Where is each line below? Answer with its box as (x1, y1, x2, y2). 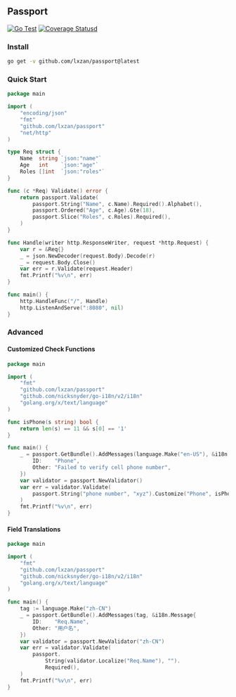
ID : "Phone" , (32, 457, 80, 465)
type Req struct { (7, 148, 61, 155)
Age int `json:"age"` (20, 162, 99, 169)
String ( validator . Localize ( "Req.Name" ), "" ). (44, 658, 181, 665)
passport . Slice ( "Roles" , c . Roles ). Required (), (32, 214, 171, 221)
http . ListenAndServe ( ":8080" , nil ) (20, 304, 124, 312)
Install (7, 41, 29, 51)
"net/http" (20, 129, 52, 136)
